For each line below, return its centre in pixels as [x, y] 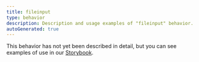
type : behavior [26, 18]
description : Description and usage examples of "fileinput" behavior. [100, 23]
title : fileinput [29, 12]
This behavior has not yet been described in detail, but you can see [92, 46]
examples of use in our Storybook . [50, 53]
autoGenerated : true [33, 29]
